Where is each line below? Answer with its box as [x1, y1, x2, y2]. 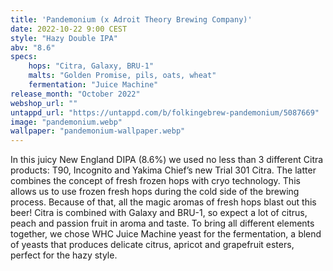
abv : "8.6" [10, 42, 56, 53]
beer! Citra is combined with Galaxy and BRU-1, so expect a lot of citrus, [10, 207, 308, 219]
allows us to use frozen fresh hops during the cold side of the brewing [10, 186, 300, 198]
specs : [10, 52, 38, 62]
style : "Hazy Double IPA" [10, 33, 118, 43]
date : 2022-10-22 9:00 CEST [10, 24, 128, 34]
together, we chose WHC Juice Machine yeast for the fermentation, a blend [10, 228, 322, 240]
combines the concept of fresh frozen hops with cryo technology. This [10, 175, 301, 187]
